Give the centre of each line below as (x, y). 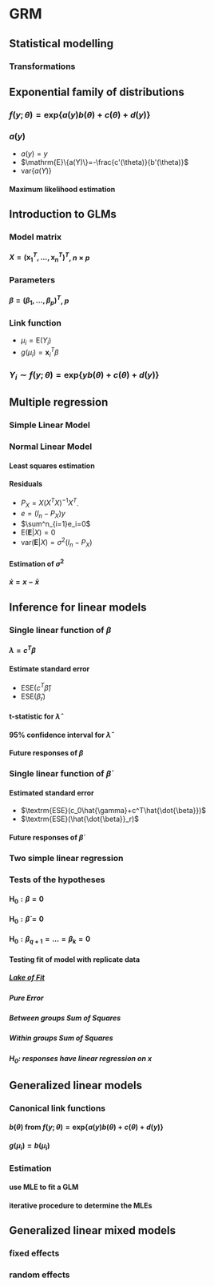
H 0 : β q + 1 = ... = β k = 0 (50, 940)
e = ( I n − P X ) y (43, 515)
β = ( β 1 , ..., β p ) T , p (39, 300)
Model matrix (36, 237)
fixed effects (34, 1253)
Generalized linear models (76, 1085)
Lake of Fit (27, 978)
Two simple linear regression (66, 858)
